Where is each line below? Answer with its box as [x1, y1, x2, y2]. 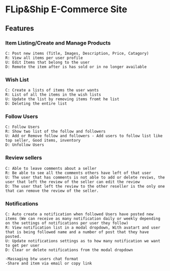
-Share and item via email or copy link [5, 261, 93, 266]
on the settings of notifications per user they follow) [5, 221, 129, 226]
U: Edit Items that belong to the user [5, 60, 90, 65]
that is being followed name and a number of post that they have [5, 230, 149, 235]
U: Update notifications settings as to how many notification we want [5, 239, 160, 244]
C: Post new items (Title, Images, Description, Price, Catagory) [5, 51, 149, 56]
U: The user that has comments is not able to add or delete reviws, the [5, 175, 165, 180]
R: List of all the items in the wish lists [5, 92, 101, 98]
